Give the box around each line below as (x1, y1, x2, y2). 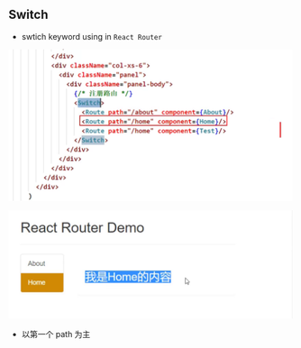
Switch (8, 7, 49, 23)
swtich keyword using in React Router (21, 31, 163, 41)
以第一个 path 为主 (21, 329, 91, 340)
